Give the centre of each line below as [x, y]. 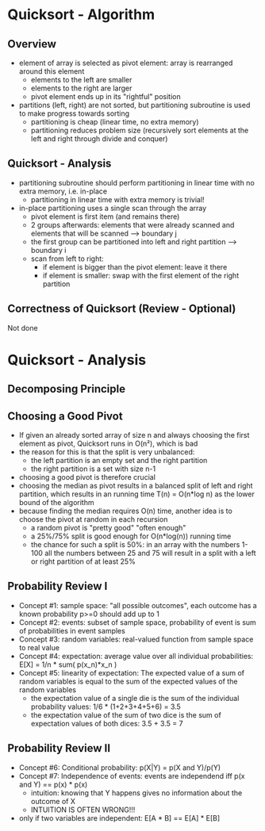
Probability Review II [59, 748]
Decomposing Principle [67, 389]
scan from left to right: [67, 258]
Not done [23, 327]
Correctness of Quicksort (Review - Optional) [122, 309]
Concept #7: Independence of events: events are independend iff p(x [132, 775]
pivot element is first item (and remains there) [105, 216]
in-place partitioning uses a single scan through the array [113, 208]
